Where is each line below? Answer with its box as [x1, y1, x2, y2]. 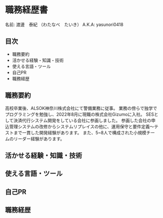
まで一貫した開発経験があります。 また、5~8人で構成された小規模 [13, 130, 146, 135]
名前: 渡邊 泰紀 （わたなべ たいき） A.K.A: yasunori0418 [5, 22, 123, 27]
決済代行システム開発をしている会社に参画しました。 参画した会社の [13, 117, 151, 123]
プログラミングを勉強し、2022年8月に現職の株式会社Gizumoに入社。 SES [5, 111, 154, 117]
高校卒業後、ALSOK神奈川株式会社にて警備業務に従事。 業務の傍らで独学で [5, 105, 158, 111]
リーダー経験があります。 [13, 135, 65, 142]
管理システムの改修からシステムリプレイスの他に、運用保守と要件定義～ [9, 123, 155, 130]
